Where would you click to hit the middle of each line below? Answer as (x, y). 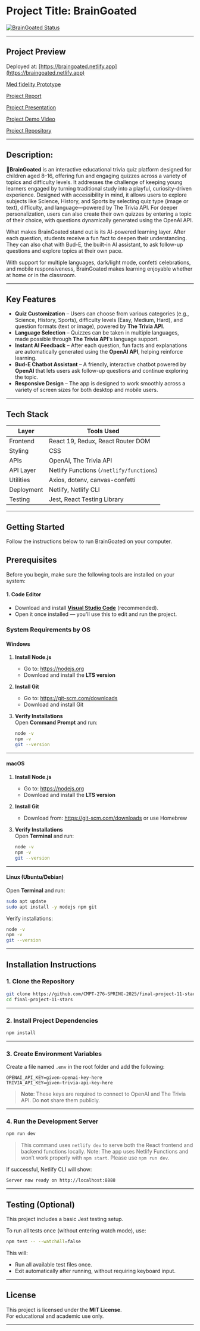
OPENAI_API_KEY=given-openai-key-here (54, 1078)
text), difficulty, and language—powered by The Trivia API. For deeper (92, 207)
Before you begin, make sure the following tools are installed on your (90, 574)
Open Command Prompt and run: (56, 723)
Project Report (24, 96)
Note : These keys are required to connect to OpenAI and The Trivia (103, 1094)
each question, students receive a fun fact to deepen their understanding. (97, 238)
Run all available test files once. (53, 1264)
